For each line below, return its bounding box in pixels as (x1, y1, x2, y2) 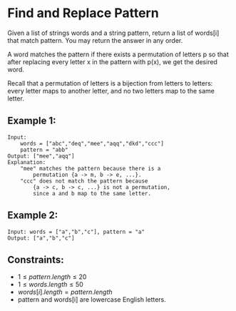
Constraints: (7, 253, 64, 265)
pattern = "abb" (20, 146, 69, 153)
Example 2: (7, 209, 58, 222)
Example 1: (7, 115, 56, 127)
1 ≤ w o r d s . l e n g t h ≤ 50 (17, 280, 83, 289)
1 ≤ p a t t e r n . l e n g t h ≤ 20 (17, 272, 87, 281)
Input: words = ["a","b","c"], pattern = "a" (7, 228, 145, 235)
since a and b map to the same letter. (33, 190, 152, 197)
